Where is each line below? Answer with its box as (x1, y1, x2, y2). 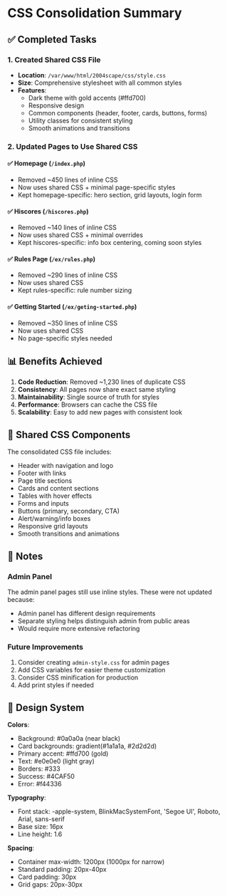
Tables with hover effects (17, 491, 93, 500)
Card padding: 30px (17, 872, 77, 881)
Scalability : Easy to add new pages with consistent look (17, 408, 183, 417)
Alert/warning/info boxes (17, 514, 91, 523)
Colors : (7, 721, 30, 729)
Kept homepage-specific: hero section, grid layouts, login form (17, 191, 202, 199)
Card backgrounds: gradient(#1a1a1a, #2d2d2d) (17, 742, 157, 751)
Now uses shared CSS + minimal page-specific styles (17, 183, 176, 192)
